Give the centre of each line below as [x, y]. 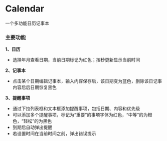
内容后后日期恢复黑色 [34, 87]
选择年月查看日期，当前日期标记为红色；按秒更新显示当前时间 [76, 60]
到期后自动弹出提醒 [32, 127]
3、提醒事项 [18, 98]
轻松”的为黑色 [38, 121]
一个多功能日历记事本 [27, 23]
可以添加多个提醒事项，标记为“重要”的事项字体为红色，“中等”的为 [80, 115]
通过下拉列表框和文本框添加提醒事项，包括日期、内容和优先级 [76, 108]
